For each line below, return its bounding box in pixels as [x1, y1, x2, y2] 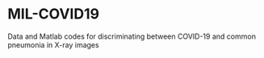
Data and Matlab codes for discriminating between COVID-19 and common [7, 31, 256, 41]
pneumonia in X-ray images [7, 39, 99, 49]
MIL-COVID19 [7, 5, 100, 23]
